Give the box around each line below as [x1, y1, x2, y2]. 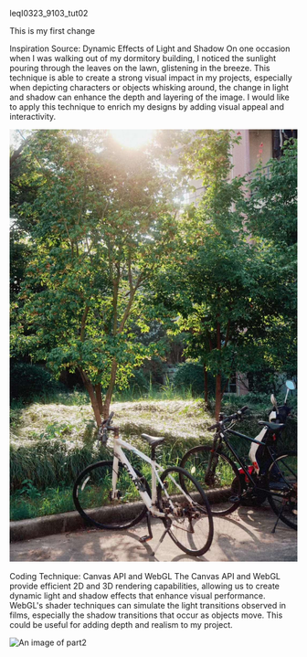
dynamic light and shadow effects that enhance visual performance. [9, 589, 266, 601]
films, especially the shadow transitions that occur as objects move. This [9, 609, 283, 620]
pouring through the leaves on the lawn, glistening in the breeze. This [9, 63, 270, 73]
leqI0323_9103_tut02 [9, 8, 89, 18]
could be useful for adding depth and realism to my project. [9, 619, 233, 630]
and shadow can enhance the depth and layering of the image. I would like [9, 91, 291, 102]
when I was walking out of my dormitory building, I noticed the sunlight [9, 53, 277, 63]
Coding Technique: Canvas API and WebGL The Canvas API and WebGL [9, 570, 281, 581]
